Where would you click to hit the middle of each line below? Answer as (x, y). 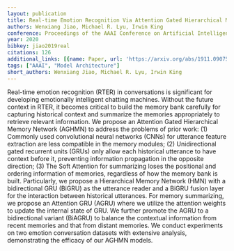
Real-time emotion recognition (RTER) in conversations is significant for (110, 92)
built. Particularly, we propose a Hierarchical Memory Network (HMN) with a (117, 181)
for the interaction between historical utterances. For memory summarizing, (116, 195)
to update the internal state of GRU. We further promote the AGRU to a (108, 211)
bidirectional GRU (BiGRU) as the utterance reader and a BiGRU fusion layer (116, 188)
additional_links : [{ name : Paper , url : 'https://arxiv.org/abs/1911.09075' (119, 59)
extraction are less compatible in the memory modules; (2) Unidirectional (112, 144)
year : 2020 (23, 40)
